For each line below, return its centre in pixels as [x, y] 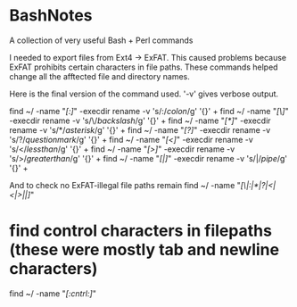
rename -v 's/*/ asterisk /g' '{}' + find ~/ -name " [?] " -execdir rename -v [140, 129]
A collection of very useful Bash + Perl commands [101, 40]
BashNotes [51, 16]
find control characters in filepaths [140, 231]
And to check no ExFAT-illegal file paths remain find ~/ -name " [125, 185]
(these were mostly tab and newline [144, 250]
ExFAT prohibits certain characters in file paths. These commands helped [144, 67]
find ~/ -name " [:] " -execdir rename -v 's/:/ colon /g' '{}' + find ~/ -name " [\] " [149, 111]
